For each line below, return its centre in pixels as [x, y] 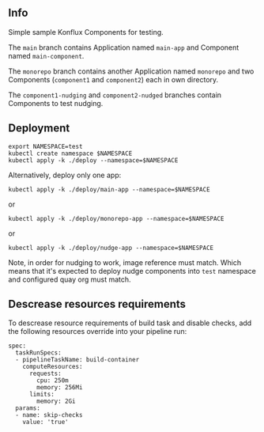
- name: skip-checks [49, 415]
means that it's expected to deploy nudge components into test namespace [132, 271]
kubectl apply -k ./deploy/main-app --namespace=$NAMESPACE [109, 189]
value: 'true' [45, 423]
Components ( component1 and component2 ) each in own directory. [113, 79]
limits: [42, 395]
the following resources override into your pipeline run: [98, 332]
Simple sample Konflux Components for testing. [86, 32]
